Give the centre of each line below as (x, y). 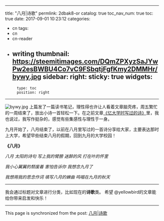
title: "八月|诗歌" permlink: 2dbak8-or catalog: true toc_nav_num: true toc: (79, 13)
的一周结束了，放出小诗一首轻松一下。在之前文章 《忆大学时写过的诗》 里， (80, 112)
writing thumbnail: (41, 54)
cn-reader (22, 39)
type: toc (27, 88)
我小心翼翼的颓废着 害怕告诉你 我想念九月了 (49, 166)
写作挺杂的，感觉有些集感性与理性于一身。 (69, 119)
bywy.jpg (27, 77)
